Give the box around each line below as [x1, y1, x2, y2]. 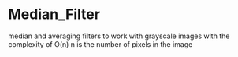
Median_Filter [8, 5, 101, 23]
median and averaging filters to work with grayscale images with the [8, 31, 230, 41]
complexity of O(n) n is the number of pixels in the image [8, 39, 193, 48]
